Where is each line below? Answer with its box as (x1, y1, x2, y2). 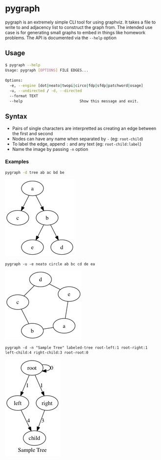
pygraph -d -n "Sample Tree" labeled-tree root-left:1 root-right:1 (5, 345, 148, 350)
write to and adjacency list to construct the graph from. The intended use (5, 24, 153, 30)
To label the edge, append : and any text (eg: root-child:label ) (12, 141, 142, 147)
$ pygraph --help (5, 62, 41, 68)
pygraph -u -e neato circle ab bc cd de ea (5, 262, 95, 266)
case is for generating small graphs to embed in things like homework (5, 29, 146, 35)
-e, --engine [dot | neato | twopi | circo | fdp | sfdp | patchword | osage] (9, 83, 143, 88)
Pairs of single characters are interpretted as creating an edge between (12, 125, 157, 131)
